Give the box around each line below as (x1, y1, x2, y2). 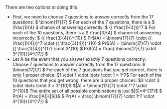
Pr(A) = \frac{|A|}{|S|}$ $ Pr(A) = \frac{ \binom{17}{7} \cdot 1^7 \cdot (12, 93, 155, 99)
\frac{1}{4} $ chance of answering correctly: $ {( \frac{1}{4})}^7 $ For (12, 24, 156, 30)
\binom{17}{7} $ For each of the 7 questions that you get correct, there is (12, 67, 163, 73)
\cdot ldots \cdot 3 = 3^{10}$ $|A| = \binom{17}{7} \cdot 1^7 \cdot (12, 83, 147, 89)
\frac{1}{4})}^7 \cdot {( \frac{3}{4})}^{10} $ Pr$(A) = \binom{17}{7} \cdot (12, 40, 162, 46)
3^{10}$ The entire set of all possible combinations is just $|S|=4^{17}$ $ (12, 88, 162, 94)
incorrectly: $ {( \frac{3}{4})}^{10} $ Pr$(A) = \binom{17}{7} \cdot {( (12, 35, 152, 41)
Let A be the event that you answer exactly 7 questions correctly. (12, 56, 146, 62)
